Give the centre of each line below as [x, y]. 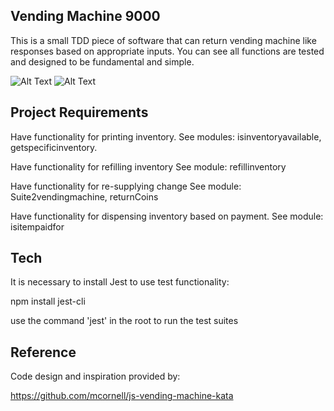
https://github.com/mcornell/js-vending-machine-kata [122, 396]
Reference [43, 352]
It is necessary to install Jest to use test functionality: [120, 282]
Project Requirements [79, 112]
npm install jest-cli [48, 301]
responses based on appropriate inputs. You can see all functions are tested [167, 51]
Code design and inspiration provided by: [95, 376]
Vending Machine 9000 [85, 16]
